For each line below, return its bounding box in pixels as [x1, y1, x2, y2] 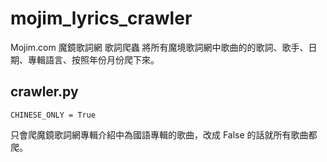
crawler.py [10, 83, 79, 101]
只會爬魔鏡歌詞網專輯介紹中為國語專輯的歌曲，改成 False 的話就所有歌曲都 [10, 128, 318, 141]
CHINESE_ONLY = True [10, 110, 97, 120]
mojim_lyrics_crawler [10, 7, 193, 30]
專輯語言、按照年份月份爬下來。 [27, 53, 160, 66]
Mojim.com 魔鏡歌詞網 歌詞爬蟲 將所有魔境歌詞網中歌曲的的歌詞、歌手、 [10, 41, 309, 53]
